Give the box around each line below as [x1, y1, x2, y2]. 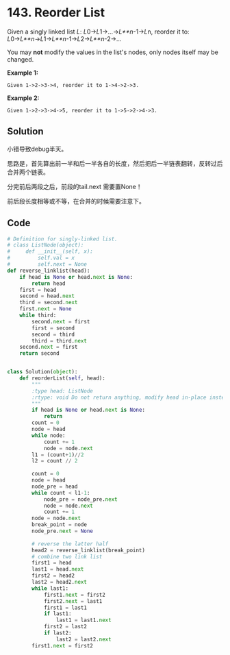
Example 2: [7, 94, 40, 102]
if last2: [43, 630, 72, 637]
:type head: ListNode [31, 387, 94, 395]
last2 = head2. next [31, 579, 88, 586]
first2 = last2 [43, 623, 88, 630]
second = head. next [19, 293, 75, 299]
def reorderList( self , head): [19, 375, 106, 382]
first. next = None [19, 306, 72, 312]
